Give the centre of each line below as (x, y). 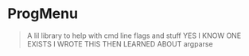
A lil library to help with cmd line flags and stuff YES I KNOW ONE (134, 35)
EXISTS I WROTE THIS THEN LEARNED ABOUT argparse (120, 43)
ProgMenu (43, 14)
